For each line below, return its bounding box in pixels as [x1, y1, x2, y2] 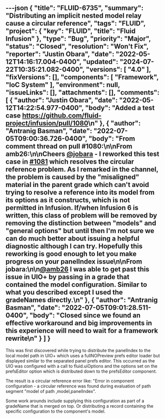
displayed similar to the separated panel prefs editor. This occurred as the [5, 358, 155, 363]
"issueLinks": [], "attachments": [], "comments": [5, 89, 160, 97]
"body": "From [88, 135, 136, 143]
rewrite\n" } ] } [5, 334, 51, 343]
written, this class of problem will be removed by [5, 211, 158, 220]
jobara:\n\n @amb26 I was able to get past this [5, 265, 149, 273]
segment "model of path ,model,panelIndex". [5, 388, 96, 394]
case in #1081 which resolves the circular [5, 157, 135, 166]
